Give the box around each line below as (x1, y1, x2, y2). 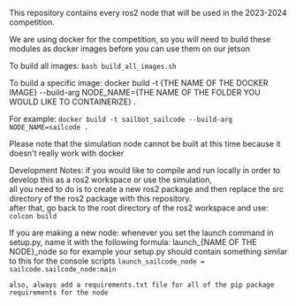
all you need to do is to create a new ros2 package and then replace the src (9, 184, 285, 194)
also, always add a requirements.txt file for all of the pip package (9, 280, 275, 289)
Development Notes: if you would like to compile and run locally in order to (9, 165, 281, 175)
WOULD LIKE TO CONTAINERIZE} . (9, 96, 137, 107)
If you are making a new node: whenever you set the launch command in (9, 227, 274, 238)
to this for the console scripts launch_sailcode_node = (9, 256, 205, 266)
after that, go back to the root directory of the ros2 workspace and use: (9, 203, 269, 213)
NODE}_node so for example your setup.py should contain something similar (9, 247, 288, 256)
